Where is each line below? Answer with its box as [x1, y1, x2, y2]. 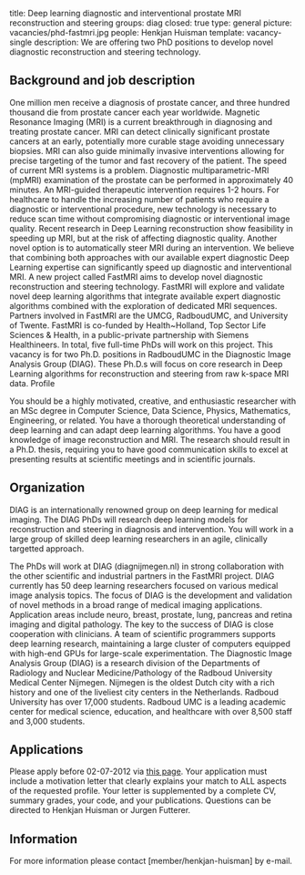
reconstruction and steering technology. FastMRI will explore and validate [9, 281, 285, 292]
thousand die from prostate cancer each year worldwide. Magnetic [9, 107, 260, 118]
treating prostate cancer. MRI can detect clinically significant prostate [9, 126, 270, 137]
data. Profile [9, 377, 56, 388]
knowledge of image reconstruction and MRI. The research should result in [9, 434, 290, 445]
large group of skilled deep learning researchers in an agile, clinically [9, 533, 269, 544]
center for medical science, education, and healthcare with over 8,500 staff [9, 705, 293, 716]
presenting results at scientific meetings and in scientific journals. [9, 453, 256, 464]
